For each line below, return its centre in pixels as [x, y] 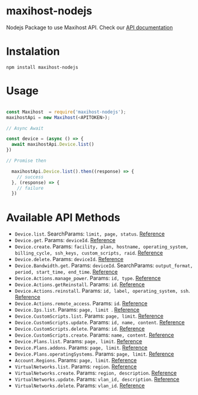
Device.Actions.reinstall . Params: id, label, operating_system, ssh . [102, 291]
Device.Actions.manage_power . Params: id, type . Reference [88, 278]
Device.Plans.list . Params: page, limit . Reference [78, 341]
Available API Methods [63, 217]
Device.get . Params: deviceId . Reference [65, 240]
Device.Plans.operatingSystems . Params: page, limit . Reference [94, 354]
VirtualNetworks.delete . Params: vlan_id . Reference [80, 385]
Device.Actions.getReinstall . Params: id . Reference [80, 284]
